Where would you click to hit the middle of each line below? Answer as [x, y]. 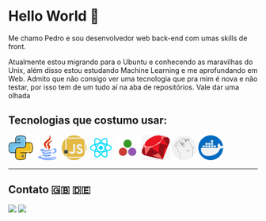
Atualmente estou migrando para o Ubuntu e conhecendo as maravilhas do [131, 62]
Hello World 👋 [54, 16]
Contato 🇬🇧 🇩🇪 [49, 190]
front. [17, 46]
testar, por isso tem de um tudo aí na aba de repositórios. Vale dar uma [124, 87]
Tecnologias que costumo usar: [88, 121]
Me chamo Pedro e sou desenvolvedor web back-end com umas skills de [128, 38]
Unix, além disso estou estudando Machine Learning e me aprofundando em [133, 70]
